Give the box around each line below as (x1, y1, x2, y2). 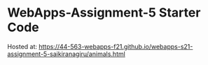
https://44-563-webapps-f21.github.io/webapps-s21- (38, 42, 193, 50)
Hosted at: (7, 42, 37, 50)
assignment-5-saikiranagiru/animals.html (7, 50, 126, 58)
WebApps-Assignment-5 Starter (7, 5, 201, 21)
